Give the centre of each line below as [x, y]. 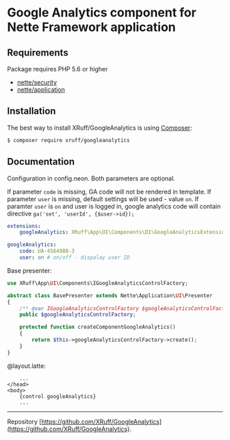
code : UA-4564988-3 [47, 251]
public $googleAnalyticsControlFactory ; [78, 315]
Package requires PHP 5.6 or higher [57, 69]
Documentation [41, 162]
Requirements [38, 53]
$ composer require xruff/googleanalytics [68, 140]
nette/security [37, 82]
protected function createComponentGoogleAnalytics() [98, 327]
